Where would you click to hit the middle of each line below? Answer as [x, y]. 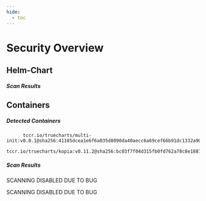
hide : [13, 12]
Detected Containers [34, 120]
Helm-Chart [30, 71]
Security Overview [55, 48]
